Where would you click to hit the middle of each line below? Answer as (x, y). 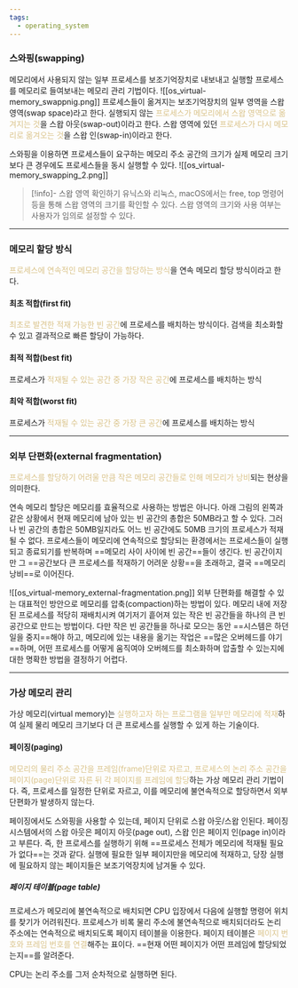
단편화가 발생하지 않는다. (52, 801)
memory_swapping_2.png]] (59, 175)
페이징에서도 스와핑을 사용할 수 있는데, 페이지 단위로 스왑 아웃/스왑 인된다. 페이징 (149, 821)
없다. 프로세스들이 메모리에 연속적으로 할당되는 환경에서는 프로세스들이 (150, 540)
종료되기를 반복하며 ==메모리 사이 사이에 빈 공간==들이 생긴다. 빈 (139, 551)
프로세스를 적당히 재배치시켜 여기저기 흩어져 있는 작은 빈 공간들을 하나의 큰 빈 (152, 615)
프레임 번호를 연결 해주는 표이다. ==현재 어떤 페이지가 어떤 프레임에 (141, 944)
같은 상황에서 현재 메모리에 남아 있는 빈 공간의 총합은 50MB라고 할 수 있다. (138, 518)
